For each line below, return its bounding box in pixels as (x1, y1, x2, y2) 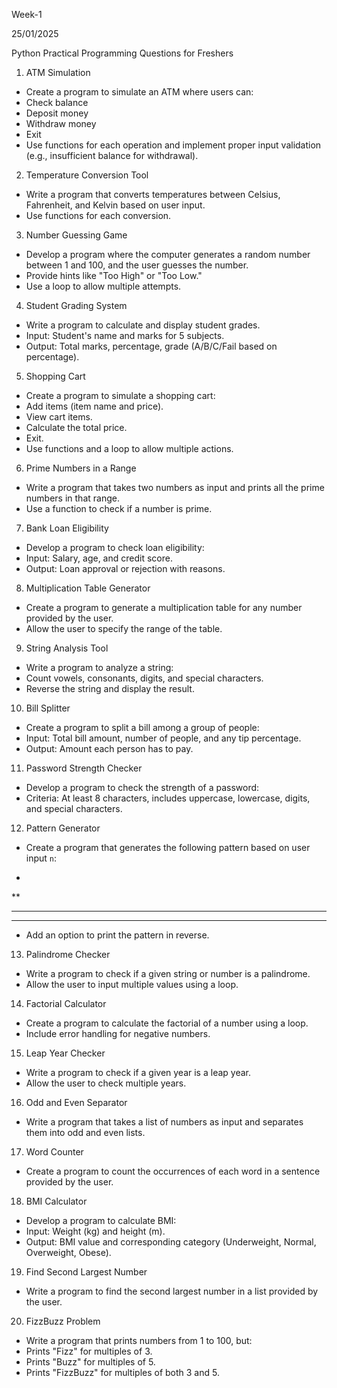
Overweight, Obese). (25, 1247, 112, 1258)
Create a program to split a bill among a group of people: (25, 722, 260, 733)
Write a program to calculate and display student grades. (25, 319, 261, 331)
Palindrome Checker (25, 949, 111, 960)
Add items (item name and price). (25, 400, 164, 412)
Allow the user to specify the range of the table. (25, 623, 223, 634)
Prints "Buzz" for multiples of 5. (25, 1356, 156, 1368)
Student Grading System (25, 300, 128, 311)
